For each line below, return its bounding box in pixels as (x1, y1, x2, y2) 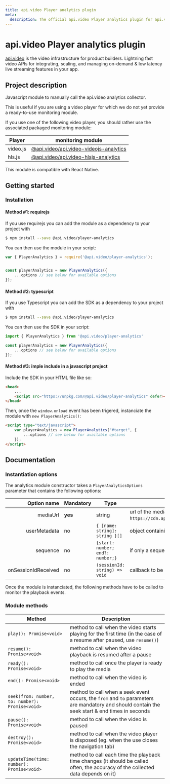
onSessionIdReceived (8, 567, 60, 574)
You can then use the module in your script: (5, 244, 96, 251)
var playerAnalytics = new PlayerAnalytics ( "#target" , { (14, 428, 137, 433)
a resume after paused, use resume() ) (69, 637, 159, 644)
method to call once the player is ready (69, 659, 162, 666)
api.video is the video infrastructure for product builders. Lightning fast (5, 55, 153, 61)
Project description (5, 81, 67, 89)
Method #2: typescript (5, 288, 54, 294)
